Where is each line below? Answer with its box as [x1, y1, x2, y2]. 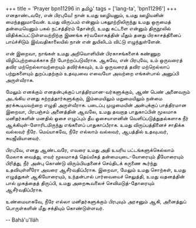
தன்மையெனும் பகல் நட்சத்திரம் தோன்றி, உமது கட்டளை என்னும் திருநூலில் [5, 25, 171, 32]
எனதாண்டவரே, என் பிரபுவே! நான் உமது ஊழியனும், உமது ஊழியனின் [5, 12, 164, 18]
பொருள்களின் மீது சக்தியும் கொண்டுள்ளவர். [5, 204, 104, 212]
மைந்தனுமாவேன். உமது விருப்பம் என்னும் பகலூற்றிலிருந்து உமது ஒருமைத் [5, 18, 171, 25]
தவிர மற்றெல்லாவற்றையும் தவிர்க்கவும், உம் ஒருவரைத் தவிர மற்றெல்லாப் [5, 63, 170, 70]
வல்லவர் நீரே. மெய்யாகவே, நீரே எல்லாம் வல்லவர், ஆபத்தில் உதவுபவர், [5, 128, 168, 135]
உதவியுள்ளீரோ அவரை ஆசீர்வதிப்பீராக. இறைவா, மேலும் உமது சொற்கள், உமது [5, 166, 186, 173]
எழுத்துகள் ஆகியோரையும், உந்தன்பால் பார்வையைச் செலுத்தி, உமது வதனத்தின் [5, 173, 185, 180]
